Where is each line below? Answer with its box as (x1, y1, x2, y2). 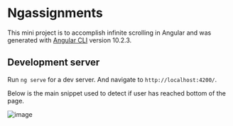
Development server (7, 57, 100, 69)
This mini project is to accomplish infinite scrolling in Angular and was (7, 28, 212, 37)
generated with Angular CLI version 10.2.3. (7, 35, 132, 44)
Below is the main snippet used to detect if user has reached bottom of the (7, 88, 226, 97)
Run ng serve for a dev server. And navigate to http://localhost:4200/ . (7, 75, 217, 84)
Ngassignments (7, 5, 103, 21)
